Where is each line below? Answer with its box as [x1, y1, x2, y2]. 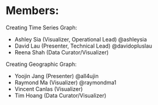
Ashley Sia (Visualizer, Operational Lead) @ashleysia [14, 35, 147, 43]
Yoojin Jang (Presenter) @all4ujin [14, 72, 99, 79]
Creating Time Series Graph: [5, 24, 77, 31]
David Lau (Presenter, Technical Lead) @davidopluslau [14, 42, 153, 49]
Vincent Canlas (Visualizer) [14, 85, 83, 92]
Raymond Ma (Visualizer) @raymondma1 [14, 79, 117, 86]
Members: [5, 4, 59, 18]
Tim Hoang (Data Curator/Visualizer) [14, 92, 107, 99]
